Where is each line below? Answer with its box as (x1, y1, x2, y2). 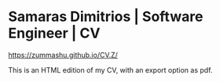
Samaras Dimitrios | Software (8, 8, 203, 26)
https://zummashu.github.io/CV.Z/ (8, 50, 118, 59)
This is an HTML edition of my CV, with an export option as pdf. (8, 65, 213, 74)
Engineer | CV (8, 24, 101, 42)
